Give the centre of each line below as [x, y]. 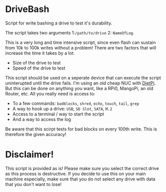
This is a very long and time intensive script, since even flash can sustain [80, 42]
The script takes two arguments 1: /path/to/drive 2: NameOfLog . [70, 32]
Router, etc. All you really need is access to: [50, 93]
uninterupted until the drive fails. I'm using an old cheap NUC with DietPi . [80, 83]
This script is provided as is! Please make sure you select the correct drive [82, 168]
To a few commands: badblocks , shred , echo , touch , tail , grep [76, 103]
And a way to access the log [42, 119]
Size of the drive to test [37, 62]
